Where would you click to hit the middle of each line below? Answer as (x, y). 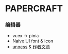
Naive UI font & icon (33, 41)
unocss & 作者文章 (31, 47)
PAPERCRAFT (34, 9)
